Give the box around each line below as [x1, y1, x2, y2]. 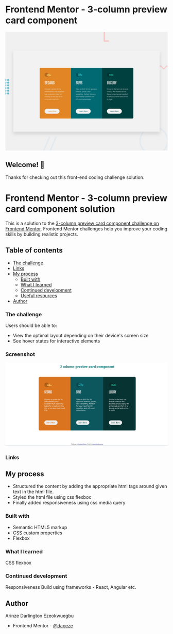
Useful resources [20, 292, 58, 299]
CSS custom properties [12, 530, 63, 536]
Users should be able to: [5, 322, 58, 329]
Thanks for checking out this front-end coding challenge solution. [5, 174, 145, 180]
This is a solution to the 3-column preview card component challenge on [5, 220, 160, 226]
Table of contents [5, 246, 63, 255]
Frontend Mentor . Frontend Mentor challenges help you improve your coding [5, 225, 168, 232]
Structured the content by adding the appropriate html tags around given [12, 483, 167, 490]
